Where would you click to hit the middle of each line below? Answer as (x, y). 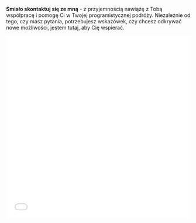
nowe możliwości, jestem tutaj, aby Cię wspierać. (65, 27)
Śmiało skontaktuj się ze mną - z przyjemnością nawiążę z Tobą (84, 9)
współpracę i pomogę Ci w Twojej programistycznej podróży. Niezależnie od (98, 15)
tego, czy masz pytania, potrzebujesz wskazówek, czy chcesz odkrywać (94, 21)
